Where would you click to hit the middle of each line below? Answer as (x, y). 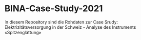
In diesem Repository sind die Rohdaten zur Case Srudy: (61, 22)
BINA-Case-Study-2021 (54, 9)
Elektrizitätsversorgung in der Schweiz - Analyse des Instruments (70, 27)
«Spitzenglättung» (23, 32)
